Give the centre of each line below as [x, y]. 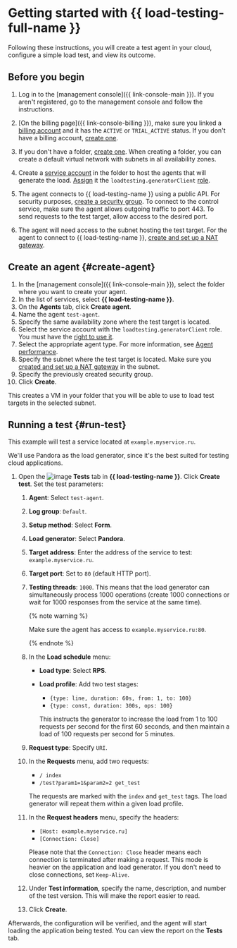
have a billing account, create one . [68, 138]
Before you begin [46, 77]
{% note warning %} [58, 616]
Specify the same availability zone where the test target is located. [115, 322]
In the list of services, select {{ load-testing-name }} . [96, 299]
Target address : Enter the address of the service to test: [110, 552]
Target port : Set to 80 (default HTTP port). [90, 573]
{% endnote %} [51, 643]
